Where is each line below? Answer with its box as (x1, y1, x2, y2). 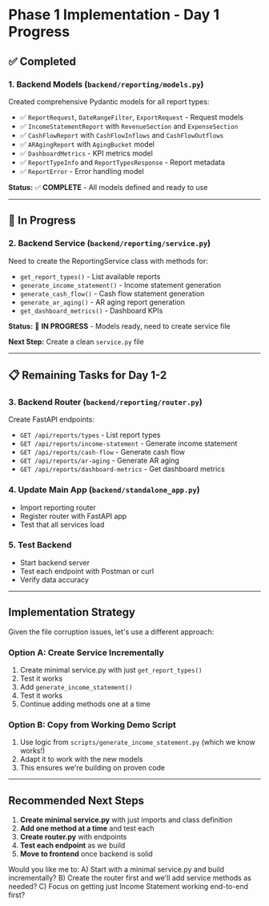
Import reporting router (19, 503, 96, 512)
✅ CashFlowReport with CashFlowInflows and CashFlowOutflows (19, 130, 224, 140)
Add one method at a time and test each (19, 823, 155, 833)
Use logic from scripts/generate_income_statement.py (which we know (19, 738, 256, 747)
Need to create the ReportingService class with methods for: (8, 256, 208, 265)
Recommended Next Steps (8, 794, 145, 807)
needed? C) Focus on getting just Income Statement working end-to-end (8, 882, 249, 892)
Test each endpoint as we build (19, 840, 126, 851)
